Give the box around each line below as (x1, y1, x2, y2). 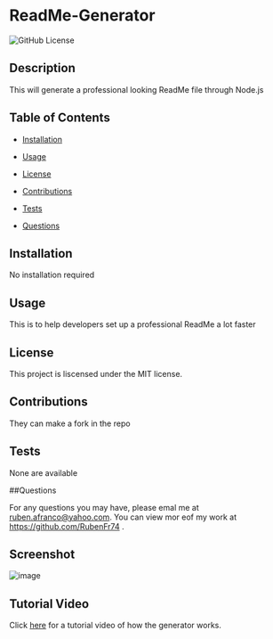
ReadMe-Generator (9, 5, 156, 26)
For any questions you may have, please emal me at (9, 502, 200, 512)
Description (9, 61, 76, 76)
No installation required (9, 269, 95, 281)
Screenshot (9, 547, 76, 562)
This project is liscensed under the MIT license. (9, 369, 183, 379)
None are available (9, 467, 78, 478)
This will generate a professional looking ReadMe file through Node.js (9, 84, 264, 94)
